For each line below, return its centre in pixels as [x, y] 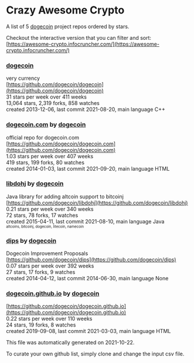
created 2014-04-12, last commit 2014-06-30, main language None [87, 279]
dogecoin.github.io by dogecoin [53, 294]
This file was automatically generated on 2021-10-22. [70, 342]
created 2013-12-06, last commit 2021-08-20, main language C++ [86, 110]
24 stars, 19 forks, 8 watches [41, 325]
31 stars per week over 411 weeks [46, 97]
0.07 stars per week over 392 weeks [50, 266]
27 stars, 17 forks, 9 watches [41, 272]
